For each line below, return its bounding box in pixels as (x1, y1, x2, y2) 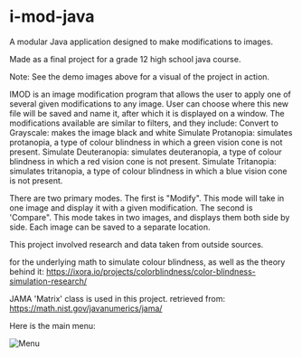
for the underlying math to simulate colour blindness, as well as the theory (9, 256, 286, 268)
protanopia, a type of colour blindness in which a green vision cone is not (9, 136, 283, 147)
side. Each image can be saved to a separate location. (9, 221, 211, 232)
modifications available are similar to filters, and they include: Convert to (9, 117, 278, 128)
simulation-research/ (9, 276, 88, 287)
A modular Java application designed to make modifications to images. (9, 36, 274, 47)
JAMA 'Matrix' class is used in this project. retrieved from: (9, 293, 226, 304)
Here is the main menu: (9, 320, 97, 331)
